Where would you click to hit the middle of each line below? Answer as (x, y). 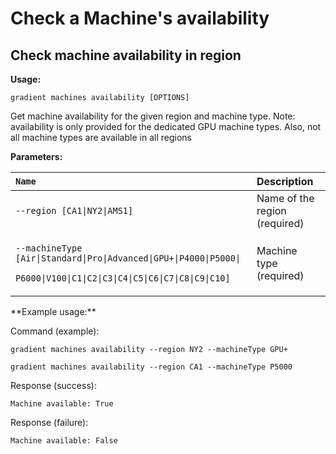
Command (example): (55, 331)
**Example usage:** (53, 311)
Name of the (285, 198)
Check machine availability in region (126, 55)
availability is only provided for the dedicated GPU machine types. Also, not (166, 126)
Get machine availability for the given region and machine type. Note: (153, 116)
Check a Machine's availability (140, 18)
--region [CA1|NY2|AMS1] (74, 210)
